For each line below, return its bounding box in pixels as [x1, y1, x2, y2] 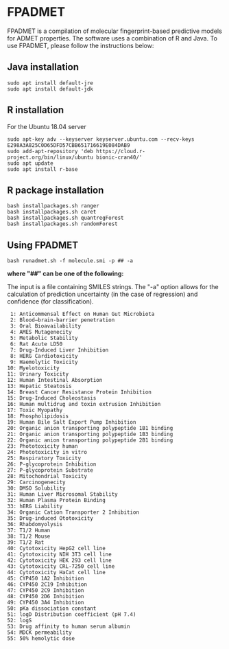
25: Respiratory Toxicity [7, 455, 81, 462]
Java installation [7, 61, 80, 73]
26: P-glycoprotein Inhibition [7, 461, 97, 468]
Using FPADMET [7, 239, 79, 251]
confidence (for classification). [7, 297, 94, 306]
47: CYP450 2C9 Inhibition [7, 587, 84, 594]
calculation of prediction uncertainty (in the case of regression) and [7, 290, 198, 299]
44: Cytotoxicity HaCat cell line [7, 569, 106, 576]
